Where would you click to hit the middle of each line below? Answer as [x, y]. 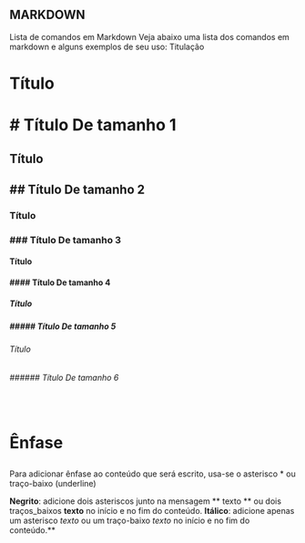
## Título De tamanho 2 [77, 189]
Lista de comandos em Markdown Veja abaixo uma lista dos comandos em [149, 36]
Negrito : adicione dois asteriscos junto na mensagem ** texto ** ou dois [146, 501]
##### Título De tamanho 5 [63, 326]
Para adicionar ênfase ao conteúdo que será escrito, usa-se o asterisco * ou [152, 474]
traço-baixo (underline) [53, 484]
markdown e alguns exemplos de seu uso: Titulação [107, 46]
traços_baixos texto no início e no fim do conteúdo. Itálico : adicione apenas [152, 511]
